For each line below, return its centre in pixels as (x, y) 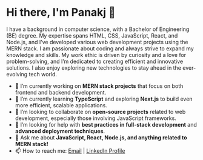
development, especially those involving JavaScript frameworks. (96, 118)
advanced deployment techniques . (60, 131)
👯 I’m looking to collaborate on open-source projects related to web (100, 112)
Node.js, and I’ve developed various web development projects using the (97, 42)
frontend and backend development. (61, 92)
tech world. (43, 74)
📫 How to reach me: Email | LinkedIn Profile (70, 150)
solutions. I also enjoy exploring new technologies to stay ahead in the (94, 68)
